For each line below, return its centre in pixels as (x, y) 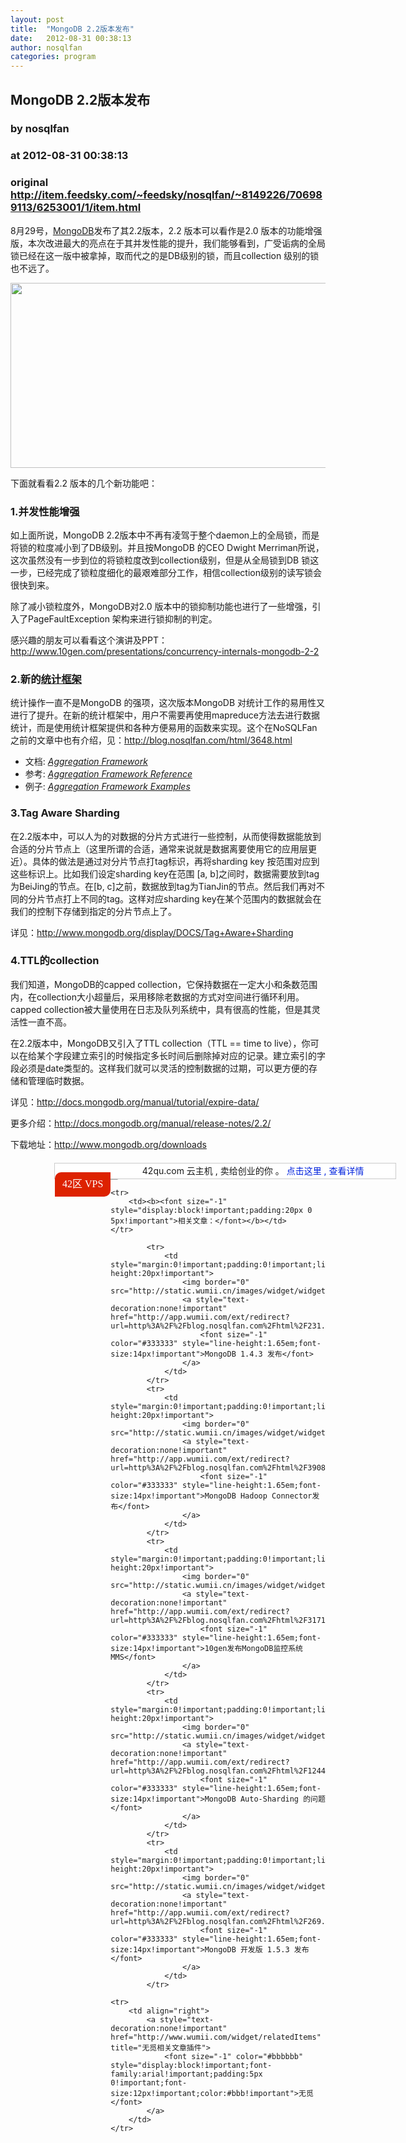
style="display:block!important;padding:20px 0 (211, 1210)
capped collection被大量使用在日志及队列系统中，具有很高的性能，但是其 (161, 1009)
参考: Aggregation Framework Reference (108, 774)
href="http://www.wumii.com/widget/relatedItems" (216, 2037)
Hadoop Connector (276, 1496)
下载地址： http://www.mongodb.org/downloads (108, 1144)
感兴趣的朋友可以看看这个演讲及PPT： (89, 640)
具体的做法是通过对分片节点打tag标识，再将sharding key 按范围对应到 (175, 861)
